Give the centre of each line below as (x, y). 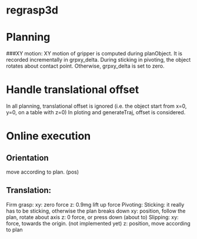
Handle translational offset (73, 90)
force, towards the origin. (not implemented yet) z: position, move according (98, 223)
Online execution (49, 136)
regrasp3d (32, 10)
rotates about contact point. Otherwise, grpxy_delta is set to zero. (85, 66)
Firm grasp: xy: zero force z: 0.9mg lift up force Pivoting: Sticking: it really (95, 204)
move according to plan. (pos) (43, 172)
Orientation (27, 157)
